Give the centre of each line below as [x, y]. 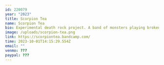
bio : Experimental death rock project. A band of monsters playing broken [83, 28]
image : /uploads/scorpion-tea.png [40, 32]
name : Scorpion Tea [25, 23]
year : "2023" [18, 14]
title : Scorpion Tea [26, 19]
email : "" [15, 46]
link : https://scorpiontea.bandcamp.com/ [48, 37]
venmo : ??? [16, 50]
